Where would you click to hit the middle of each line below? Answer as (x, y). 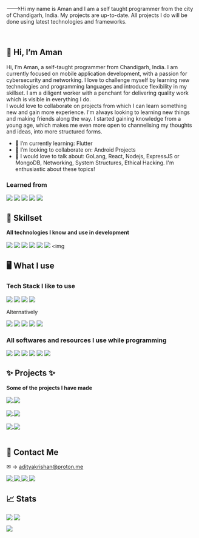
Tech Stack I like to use (41, 286)
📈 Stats (22, 499)
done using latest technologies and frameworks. (67, 22)
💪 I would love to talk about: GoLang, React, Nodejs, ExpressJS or (97, 156)
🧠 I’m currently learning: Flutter (54, 143)
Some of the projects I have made (49, 388)
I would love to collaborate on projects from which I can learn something (96, 106)
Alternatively (22, 312)
